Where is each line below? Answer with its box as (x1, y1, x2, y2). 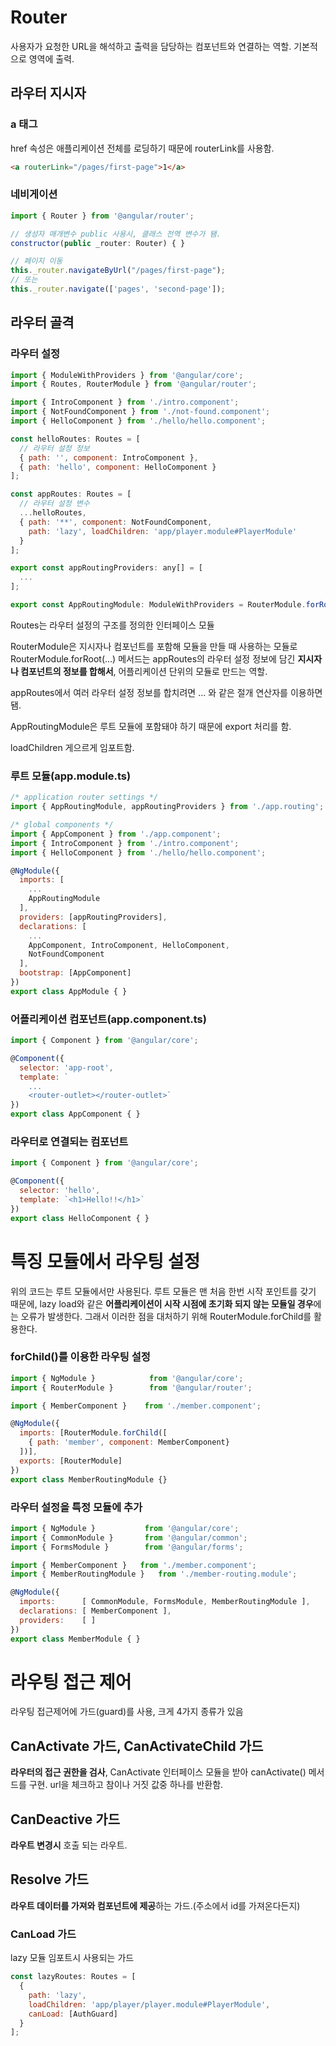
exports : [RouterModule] (19, 1456, 123, 1466)
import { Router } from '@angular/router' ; (10, 211, 195, 221)
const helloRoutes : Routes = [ (10, 434, 141, 444)
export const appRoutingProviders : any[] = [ (10, 563, 203, 573)
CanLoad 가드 (10, 1927, 77, 1941)
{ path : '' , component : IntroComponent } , (19, 452, 199, 463)
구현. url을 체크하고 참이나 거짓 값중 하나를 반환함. (28, 1779, 224, 1791)
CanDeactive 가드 (10, 1811, 120, 1828)
